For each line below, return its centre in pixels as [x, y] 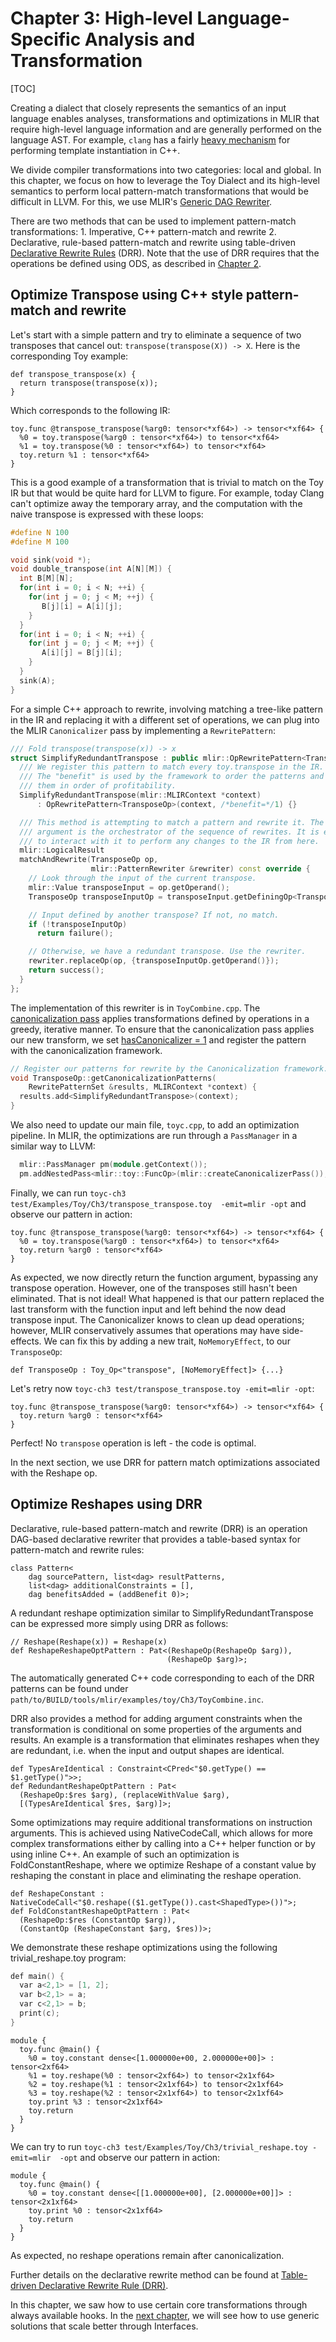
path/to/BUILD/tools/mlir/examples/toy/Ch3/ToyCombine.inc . [137, 1699]
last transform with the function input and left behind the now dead [148, 1309]
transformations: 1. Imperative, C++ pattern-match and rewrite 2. [143, 231]
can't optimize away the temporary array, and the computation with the [156, 503]
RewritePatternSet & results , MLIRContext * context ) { [142, 1087]
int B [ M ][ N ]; [46, 578]
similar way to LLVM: [53, 1146]
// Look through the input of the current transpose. [142, 878]
